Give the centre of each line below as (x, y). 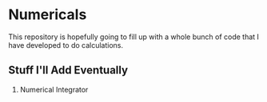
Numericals (48, 15)
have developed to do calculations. (66, 45)
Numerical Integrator (54, 89)
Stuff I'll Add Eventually (68, 71)
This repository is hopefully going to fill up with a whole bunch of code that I (134, 37)
